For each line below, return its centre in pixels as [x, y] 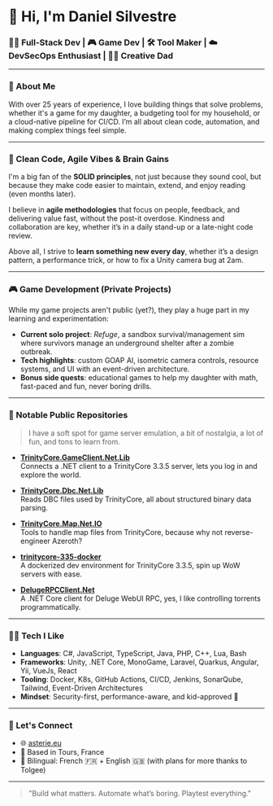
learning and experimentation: [59, 319]
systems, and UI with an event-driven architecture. [105, 369]
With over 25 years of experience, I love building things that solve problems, [136, 104]
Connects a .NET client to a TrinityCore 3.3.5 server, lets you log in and [139, 466]
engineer [35, 541]
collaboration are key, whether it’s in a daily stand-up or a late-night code [131, 227]
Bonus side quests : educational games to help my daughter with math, [139, 378]
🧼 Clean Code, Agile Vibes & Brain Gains [89, 159]
